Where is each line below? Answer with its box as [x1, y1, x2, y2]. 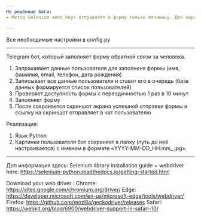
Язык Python [14, 132, 47, 139]
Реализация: [6, 120, 38, 127]
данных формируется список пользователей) [14, 83, 132, 91]
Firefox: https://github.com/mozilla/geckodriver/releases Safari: [6, 198, 163, 205]
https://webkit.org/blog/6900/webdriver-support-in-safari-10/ [6, 205, 159, 212]
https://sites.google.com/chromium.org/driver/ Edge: [6, 186, 136, 193]
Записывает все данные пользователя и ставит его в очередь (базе [14, 77, 190, 84]
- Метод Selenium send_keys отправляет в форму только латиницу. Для [6, 14, 184, 20]
